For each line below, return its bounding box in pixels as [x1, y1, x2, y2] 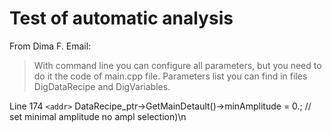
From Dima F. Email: [9, 40, 92, 52]
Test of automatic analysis [9, 7, 234, 30]
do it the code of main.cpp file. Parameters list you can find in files [33, 70, 308, 82]
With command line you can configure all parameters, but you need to [33, 59, 322, 71]
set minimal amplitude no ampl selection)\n [9, 110, 187, 122]
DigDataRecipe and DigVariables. [33, 80, 171, 92]
